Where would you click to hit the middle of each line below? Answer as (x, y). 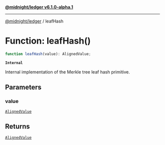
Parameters (23, 87)
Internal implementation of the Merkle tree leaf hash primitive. (68, 72)
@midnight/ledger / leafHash (34, 21)
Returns (18, 126)
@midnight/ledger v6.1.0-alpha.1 (39, 7)
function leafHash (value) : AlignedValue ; (48, 54)
